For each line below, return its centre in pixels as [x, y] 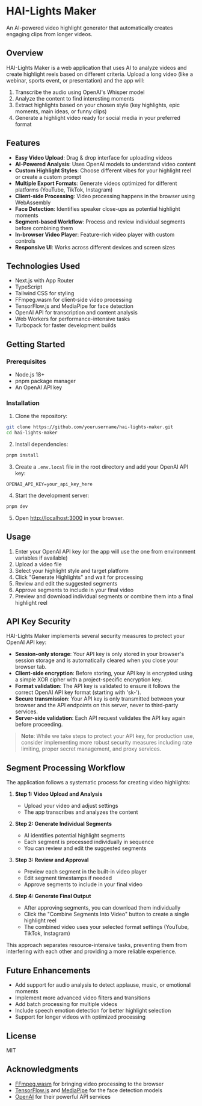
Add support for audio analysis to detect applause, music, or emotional [103, 985]
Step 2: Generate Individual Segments [63, 824]
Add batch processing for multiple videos [66, 1004]
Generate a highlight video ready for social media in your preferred [97, 117]
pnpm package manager [45, 381]
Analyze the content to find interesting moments [75, 98]
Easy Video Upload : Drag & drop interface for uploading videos [93, 157]
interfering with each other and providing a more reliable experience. [91, 951]
